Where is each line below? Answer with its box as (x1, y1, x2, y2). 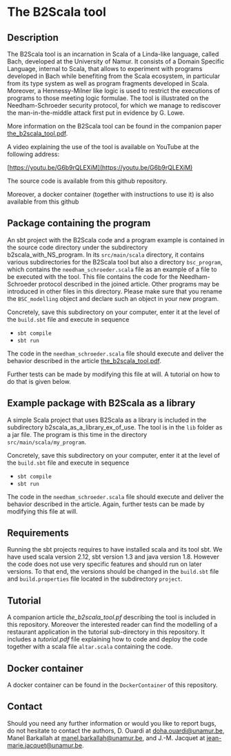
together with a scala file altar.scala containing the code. (7, 643, 173, 651)
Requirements (7, 527, 69, 539)
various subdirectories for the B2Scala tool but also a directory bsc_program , (7, 258, 223, 266)
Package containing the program (7, 217, 151, 229)
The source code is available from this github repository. (7, 177, 168, 185)
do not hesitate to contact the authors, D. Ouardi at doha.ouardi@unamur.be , (7, 726, 225, 735)
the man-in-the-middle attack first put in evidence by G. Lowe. (7, 108, 185, 117)
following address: (7, 150, 60, 158)
